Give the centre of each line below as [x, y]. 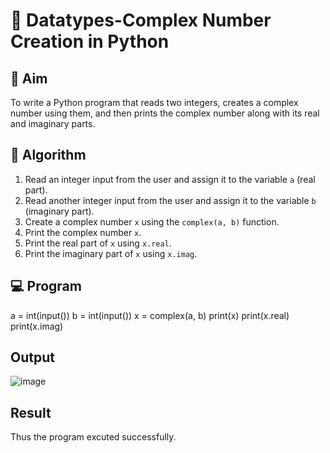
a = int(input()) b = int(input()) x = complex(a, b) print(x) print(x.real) [150, 315]
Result [31, 412]
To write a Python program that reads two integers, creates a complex [154, 102]
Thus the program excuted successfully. [93, 437]
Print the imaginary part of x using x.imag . [111, 253]
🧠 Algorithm [48, 155]
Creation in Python [90, 41]
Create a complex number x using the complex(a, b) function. [152, 221]
